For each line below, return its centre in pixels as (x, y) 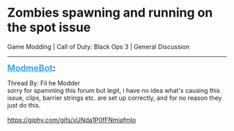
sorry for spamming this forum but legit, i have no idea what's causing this (114, 90)
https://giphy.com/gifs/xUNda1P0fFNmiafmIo (72, 120)
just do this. (24, 105)
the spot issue (49, 27)
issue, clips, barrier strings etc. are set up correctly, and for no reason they (115, 98)
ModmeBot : (31, 68)
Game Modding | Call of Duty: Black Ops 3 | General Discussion (99, 46)
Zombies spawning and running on (110, 13)
